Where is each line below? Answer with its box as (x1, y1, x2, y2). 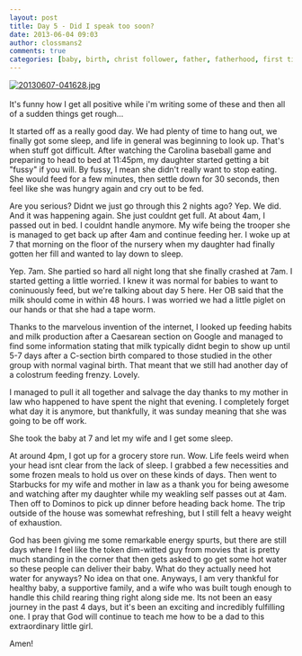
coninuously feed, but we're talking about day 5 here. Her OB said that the (9, 285, 284, 295)
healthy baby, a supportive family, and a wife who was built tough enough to (9, 582, 292, 593)
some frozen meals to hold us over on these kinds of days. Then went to (9, 470, 277, 480)
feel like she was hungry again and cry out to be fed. (9, 184, 204, 193)
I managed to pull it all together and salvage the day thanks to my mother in (9, 387, 289, 397)
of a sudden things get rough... (9, 109, 124, 119)
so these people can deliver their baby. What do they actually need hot (9, 563, 271, 574)
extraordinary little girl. (9, 621, 93, 631)
